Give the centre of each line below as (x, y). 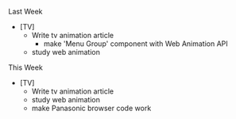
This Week (26, 67)
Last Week (25, 12)
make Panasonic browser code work (91, 108)
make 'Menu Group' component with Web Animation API (135, 44)
